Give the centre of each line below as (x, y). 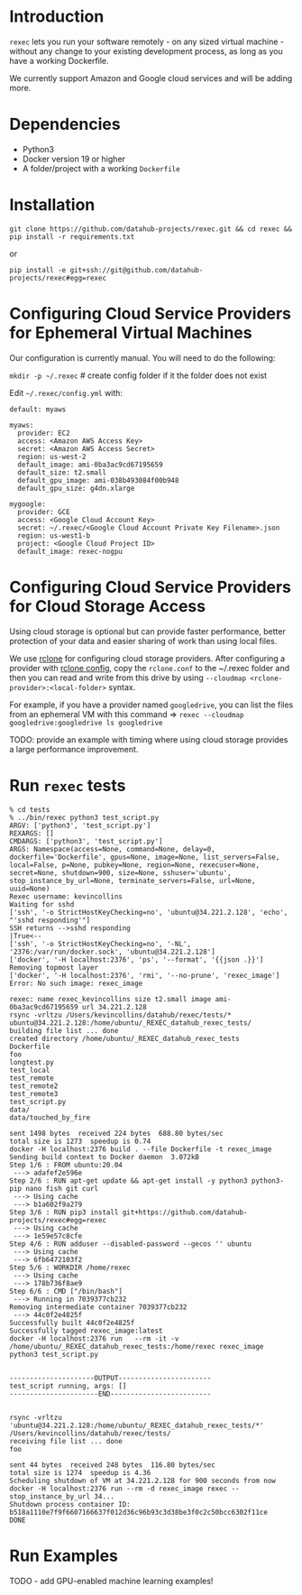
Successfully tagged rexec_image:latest (87, 1331)
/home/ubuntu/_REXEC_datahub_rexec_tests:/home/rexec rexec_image (137, 1346)
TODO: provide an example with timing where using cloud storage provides (149, 739)
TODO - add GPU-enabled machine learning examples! (111, 1581)
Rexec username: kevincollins (66, 896)
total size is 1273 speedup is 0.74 (80, 1141)
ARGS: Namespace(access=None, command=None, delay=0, (113, 849)
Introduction (57, 17)
